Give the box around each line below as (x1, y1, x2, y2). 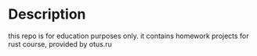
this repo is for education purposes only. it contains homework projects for (8, 31, 249, 40)
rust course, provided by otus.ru (8, 39, 112, 48)
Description (8, 5, 86, 23)
